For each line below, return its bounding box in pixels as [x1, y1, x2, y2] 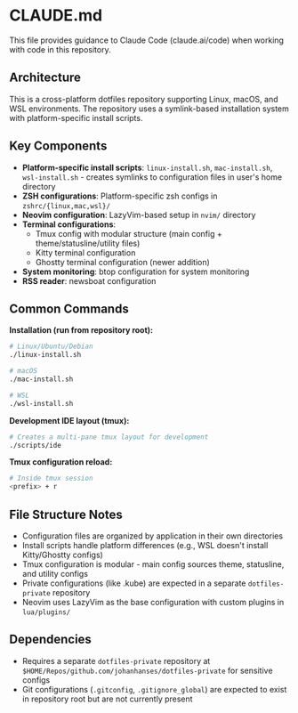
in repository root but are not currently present [21, 693, 193, 704]
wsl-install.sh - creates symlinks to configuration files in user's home [21, 171, 283, 182]
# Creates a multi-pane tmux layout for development [9, 433, 209, 442]
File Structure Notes [9, 506, 123, 522]
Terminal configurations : [21, 219, 117, 230]
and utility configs [21, 568, 89, 579]
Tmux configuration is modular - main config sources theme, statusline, [21, 558, 285, 570]
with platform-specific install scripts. [9, 112, 143, 123]
